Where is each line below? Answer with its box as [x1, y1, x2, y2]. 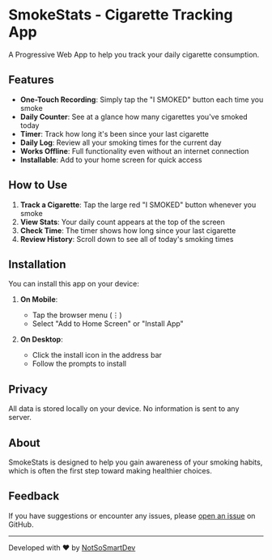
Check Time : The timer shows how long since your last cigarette [19, 225, 236, 235]
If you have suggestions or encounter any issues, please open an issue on [8, 511, 256, 520]
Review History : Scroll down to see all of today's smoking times [19, 234, 234, 244]
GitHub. [8, 520, 34, 529]
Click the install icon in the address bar [32, 350, 162, 360]
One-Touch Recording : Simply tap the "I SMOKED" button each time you [19, 95, 264, 104]
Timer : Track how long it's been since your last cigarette [19, 129, 209, 138]
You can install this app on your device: [8, 279, 140, 289]
